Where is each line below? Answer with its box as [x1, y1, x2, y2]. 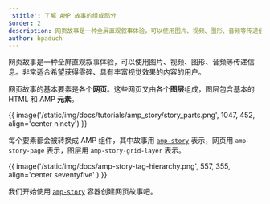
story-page [8, 147, 45, 155]
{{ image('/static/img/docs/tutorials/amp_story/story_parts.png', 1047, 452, [8, 110, 256, 120]
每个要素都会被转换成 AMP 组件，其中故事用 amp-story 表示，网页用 [8, 136, 234, 145]
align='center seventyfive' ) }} [8, 170, 108, 180]
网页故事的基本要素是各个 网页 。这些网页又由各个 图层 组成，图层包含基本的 [8, 84, 255, 94]
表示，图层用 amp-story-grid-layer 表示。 [46, 145, 186, 155]
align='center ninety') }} [8, 119, 88, 129]
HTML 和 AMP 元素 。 [8, 94, 79, 104]
